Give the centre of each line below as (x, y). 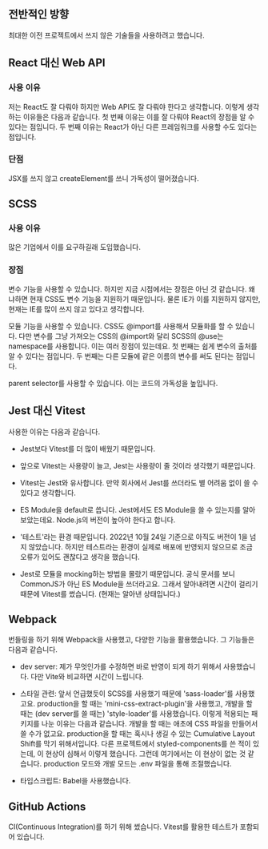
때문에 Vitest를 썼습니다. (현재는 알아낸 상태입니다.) (100, 593)
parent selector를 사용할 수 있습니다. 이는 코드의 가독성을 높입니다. (113, 383)
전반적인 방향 (39, 14)
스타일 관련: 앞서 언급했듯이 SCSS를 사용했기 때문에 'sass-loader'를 (126, 694)
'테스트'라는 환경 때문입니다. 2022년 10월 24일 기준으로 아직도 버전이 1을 (134, 537)
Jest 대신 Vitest (47, 411)
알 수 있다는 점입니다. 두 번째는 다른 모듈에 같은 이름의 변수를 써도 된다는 (121, 356)
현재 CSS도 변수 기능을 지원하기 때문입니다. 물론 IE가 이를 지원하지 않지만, (145, 299)
